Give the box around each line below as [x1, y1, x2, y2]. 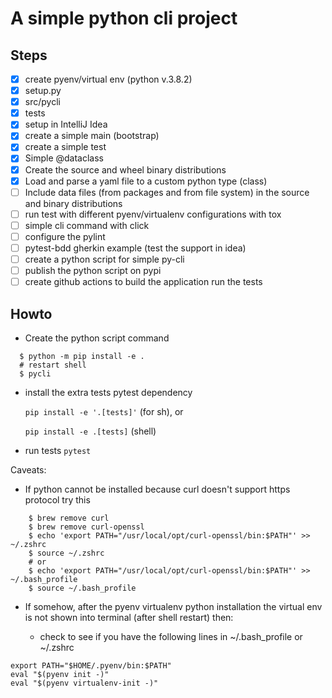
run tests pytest [24, 444, 92, 456]
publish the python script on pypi [24, 265, 162, 276]
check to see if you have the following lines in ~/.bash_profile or [39, 630, 303, 642]
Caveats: [10, 463, 47, 476]
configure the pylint [24, 230, 106, 242]
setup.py [24, 85, 62, 97]
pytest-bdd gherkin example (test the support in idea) [24, 242, 247, 254]
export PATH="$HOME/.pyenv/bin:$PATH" [10, 660, 172, 671]
